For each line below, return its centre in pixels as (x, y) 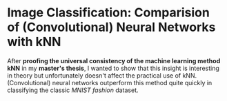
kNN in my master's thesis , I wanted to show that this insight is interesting (113, 68)
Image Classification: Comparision (109, 13)
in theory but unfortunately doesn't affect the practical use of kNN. (102, 75)
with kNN (34, 42)
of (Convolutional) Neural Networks (111, 27)
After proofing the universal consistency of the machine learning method (114, 60)
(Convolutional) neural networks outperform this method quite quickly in (110, 82)
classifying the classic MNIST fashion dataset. (73, 90)
